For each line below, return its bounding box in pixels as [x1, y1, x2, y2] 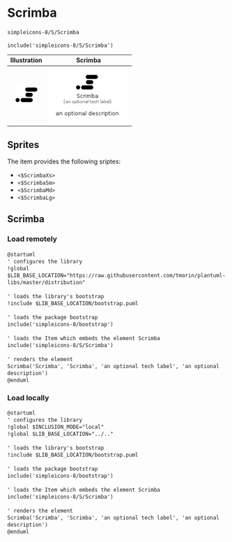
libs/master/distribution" [7, 279, 86, 286]
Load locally [7, 393, 49, 402]
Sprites [7, 138, 40, 151]
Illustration [10, 56, 43, 64]
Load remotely [7, 234, 58, 244]
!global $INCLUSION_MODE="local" [7, 423, 105, 430]
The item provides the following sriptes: [7, 157, 121, 166]
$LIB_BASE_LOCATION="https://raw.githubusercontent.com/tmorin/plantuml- [7, 272, 226, 279]
